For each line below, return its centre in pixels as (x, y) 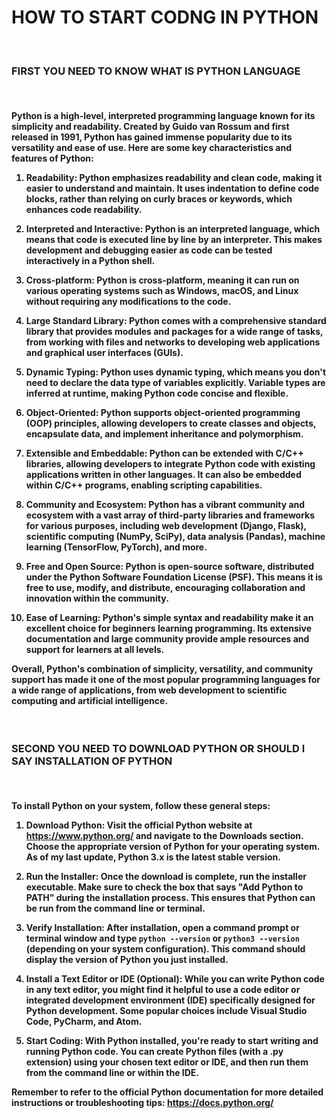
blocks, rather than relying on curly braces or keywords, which (159, 198)
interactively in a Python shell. (90, 260)
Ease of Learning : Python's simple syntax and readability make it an (169, 617)
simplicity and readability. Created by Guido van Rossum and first (150, 126)
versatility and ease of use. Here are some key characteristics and (151, 147)
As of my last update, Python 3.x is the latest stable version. (153, 857)
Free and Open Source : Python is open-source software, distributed (169, 566)
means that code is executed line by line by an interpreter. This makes (174, 239)
